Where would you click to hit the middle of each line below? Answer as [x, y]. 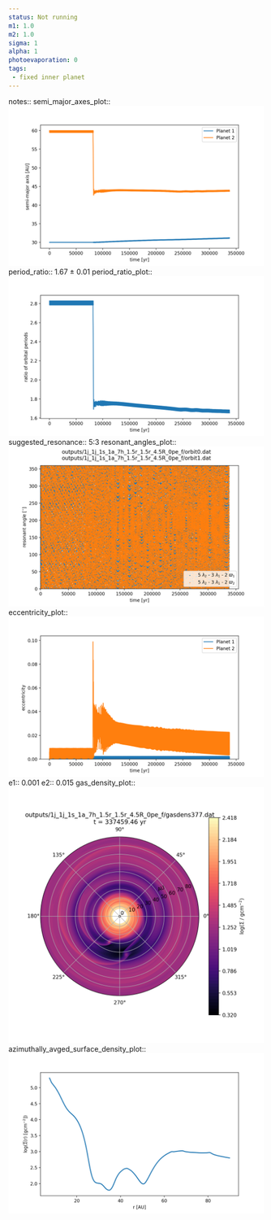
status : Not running [43, 17]
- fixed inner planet [48, 77]
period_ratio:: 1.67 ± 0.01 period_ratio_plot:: [80, 272]
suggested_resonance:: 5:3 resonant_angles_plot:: [92, 442]
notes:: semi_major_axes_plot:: [60, 101]
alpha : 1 [23, 52]
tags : [17, 69]
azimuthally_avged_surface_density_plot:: [77, 1048]
